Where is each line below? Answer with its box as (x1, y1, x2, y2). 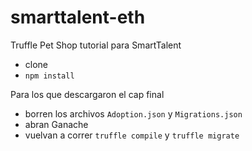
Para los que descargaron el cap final (10, 88, 165, 100)
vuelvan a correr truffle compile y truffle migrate (24, 129, 240, 141)
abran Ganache (24, 118, 89, 130)
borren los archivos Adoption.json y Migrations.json (24, 107, 243, 120)
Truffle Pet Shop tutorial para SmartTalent (10, 39, 182, 51)
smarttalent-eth (10, 6, 146, 29)
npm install (24, 71, 75, 81)
